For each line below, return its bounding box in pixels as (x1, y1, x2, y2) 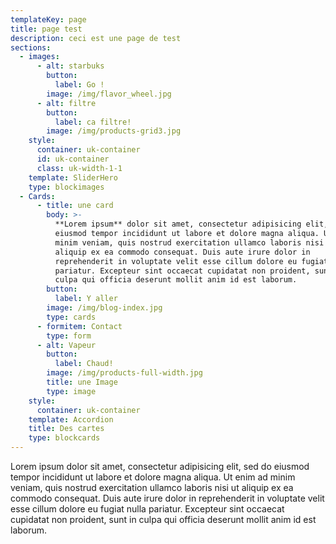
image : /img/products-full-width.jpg (46, 368, 203, 378)
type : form (46, 331, 92, 341)
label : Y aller (54, 294, 118, 304)
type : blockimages (28, 182, 105, 192)
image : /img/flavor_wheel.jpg (46, 89, 172, 99)
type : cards (46, 312, 97, 322)
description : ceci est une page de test (10, 33, 182, 43)
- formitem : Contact (36, 321, 123, 331)
